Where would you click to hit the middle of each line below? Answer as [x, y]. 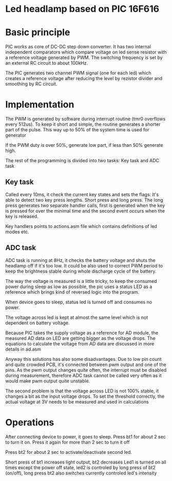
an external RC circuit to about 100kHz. [47, 63]
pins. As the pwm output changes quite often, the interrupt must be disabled [86, 370]
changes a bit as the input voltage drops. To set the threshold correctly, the [85, 396]
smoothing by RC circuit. [31, 84]
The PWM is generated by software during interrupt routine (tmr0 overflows [85, 119]
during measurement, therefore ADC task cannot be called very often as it [83, 375]
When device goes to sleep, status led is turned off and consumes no [79, 302]
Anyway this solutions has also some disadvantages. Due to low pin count [83, 359]
